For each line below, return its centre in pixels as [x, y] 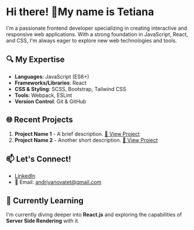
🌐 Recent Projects [39, 120]
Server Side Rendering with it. [43, 221]
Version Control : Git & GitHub [50, 101]
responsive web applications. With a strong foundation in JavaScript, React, [97, 34]
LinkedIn [25, 176]
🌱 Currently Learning [45, 201]
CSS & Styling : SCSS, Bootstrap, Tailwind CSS [70, 89]
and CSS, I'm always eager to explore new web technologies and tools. [91, 40]
